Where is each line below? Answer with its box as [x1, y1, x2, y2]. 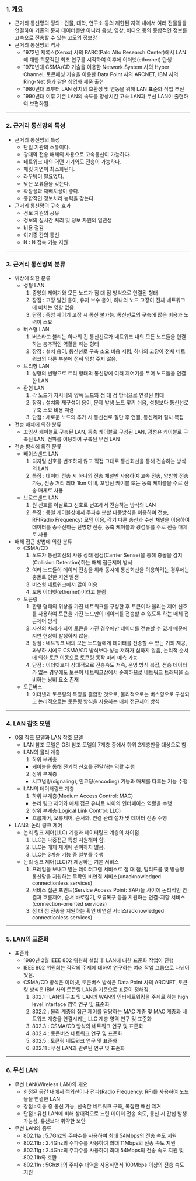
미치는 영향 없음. [38, 303, 76, 311]
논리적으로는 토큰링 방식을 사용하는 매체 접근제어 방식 [38, 698, 160, 705]
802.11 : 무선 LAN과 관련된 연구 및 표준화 [32, 1045, 125, 1052]
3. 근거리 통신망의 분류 [6, 260, 66, 268]
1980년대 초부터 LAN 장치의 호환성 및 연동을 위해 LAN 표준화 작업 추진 [23, 85, 185, 93]
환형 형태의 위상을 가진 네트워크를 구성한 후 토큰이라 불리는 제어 [32, 603, 177, 610]
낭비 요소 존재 [47, 676, 79, 683]
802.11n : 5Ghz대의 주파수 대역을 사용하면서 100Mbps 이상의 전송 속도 [23, 1161, 185, 1168]
